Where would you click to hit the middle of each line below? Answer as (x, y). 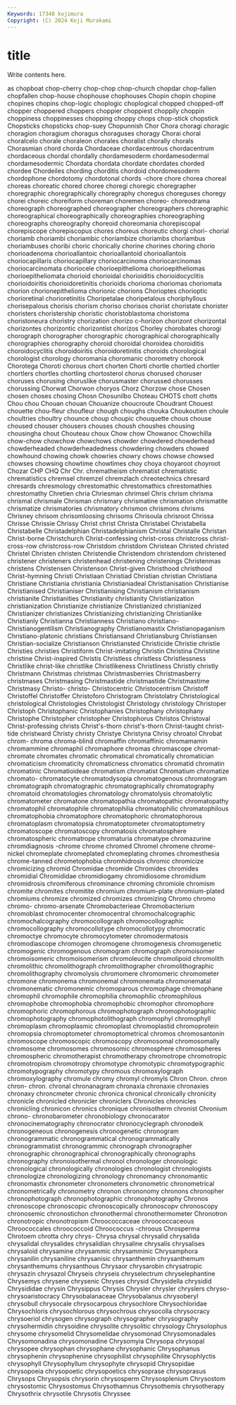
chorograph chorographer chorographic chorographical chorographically (113, 336)
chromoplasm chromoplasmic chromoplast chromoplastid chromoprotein (113, 1026)
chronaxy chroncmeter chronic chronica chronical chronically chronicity (112, 1094)
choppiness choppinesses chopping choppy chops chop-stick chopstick (113, 119)
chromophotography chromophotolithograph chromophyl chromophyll (109, 1019)
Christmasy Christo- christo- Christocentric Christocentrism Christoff (108, 688)
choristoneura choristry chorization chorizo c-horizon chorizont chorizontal (117, 321)
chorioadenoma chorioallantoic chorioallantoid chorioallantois (97, 253)
